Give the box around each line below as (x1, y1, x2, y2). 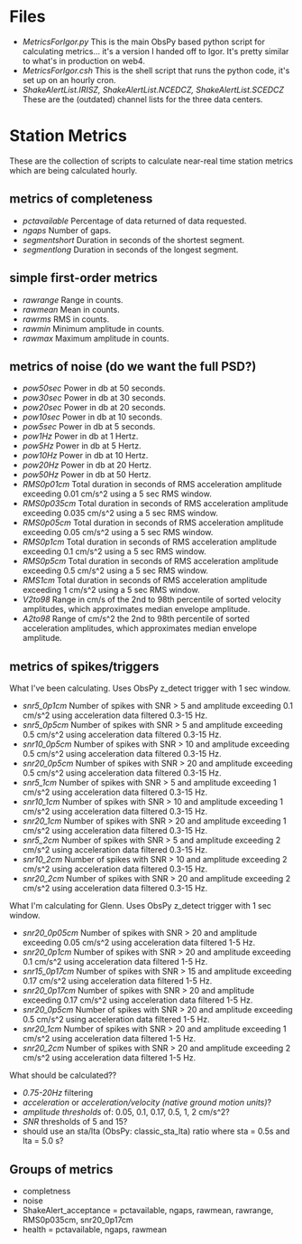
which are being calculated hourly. (9, 165, 138, 175)
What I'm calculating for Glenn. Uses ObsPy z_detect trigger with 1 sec (9, 900, 272, 911)
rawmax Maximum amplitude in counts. (22, 333, 169, 344)
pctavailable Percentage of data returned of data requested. (22, 215, 247, 226)
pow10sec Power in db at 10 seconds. (22, 411, 163, 422)
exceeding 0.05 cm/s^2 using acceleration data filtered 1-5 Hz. (22, 938, 256, 948)
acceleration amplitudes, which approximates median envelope (22, 623, 258, 634)
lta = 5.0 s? (22, 1136, 64, 1146)
